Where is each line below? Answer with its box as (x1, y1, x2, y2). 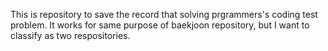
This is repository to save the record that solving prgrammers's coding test (10, 9, 318, 20)
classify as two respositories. (10, 30, 131, 41)
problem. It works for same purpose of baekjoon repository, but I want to (10, 19, 310, 31)
